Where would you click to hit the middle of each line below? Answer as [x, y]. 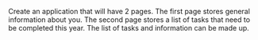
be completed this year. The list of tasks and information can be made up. [129, 28]
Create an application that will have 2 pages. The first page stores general [129, 11]
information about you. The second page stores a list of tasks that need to [129, 20]
